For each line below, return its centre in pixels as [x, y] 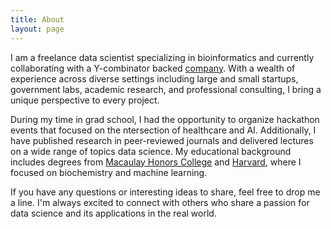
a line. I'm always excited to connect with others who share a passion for [160, 202]
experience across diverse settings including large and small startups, [154, 78]
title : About [37, 19]
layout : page [37, 29]
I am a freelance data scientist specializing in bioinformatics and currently [162, 57]
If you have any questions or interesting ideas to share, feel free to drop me [165, 192]
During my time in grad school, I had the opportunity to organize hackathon [165, 119]
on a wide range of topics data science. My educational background [151, 151]
